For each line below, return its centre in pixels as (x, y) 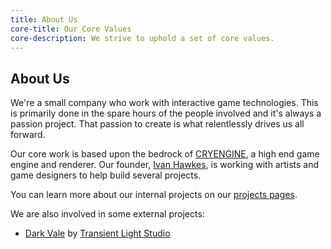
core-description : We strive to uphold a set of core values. (142, 38)
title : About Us (44, 19)
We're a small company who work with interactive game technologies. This (164, 103)
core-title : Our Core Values (71, 29)
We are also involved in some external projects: (107, 214)
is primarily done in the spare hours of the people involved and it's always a (166, 113)
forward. (28, 135)
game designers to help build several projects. (106, 175)
